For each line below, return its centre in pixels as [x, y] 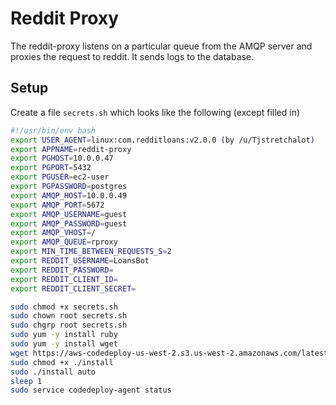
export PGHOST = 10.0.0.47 [62, 158]
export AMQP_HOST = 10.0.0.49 [69, 195]
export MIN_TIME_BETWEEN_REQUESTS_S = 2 [91, 252]
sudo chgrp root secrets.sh [69, 325]
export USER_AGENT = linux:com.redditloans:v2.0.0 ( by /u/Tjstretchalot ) [162, 140]
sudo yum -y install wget [64, 344]
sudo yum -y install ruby [64, 335]
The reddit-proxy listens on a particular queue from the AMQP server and [161, 46]
